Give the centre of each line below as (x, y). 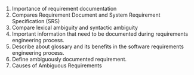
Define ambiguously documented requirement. (69, 59)
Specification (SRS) (36, 21)
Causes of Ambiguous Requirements (57, 65)
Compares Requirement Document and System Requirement (86, 15)
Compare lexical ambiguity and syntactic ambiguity (75, 27)
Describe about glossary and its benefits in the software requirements (98, 46)
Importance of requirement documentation (64, 9)
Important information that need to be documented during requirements (100, 34)
